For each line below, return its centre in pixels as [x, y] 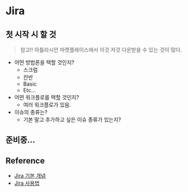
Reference [25, 161]
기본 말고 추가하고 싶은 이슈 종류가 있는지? [72, 119]
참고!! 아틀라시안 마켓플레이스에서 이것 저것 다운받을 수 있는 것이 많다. [101, 50]
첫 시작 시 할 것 [31, 34]
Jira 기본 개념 [30, 176]
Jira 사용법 [27, 183]
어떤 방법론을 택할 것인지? [44, 62]
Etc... [29, 90]
